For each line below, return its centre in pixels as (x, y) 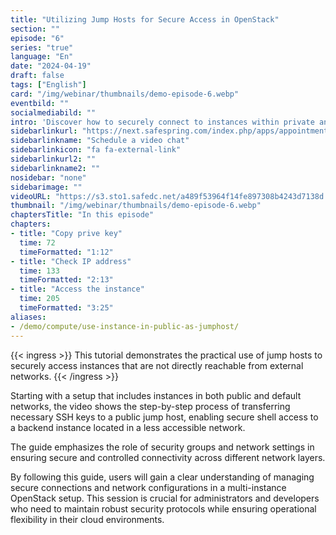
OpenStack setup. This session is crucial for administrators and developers (165, 498)
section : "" (35, 29)
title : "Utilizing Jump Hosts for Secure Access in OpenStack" (145, 19)
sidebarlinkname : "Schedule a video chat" (100, 141)
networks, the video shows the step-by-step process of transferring (150, 406)
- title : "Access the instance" (77, 289)
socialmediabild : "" (53, 112)
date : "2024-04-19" (51, 66)
